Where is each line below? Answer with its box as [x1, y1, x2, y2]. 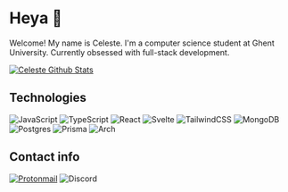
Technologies [9, 90, 87, 105]
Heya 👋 [9, 8, 62, 29]
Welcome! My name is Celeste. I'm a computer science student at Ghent [9, 38, 275, 48]
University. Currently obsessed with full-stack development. [9, 46, 230, 57]
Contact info [9, 149, 80, 164]
